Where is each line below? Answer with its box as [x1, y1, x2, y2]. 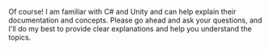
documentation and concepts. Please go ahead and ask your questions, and [8, 15, 263, 25]
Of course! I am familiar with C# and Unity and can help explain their [8, 7, 237, 16]
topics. [8, 32, 32, 42]
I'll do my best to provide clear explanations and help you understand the [8, 24, 253, 33]
